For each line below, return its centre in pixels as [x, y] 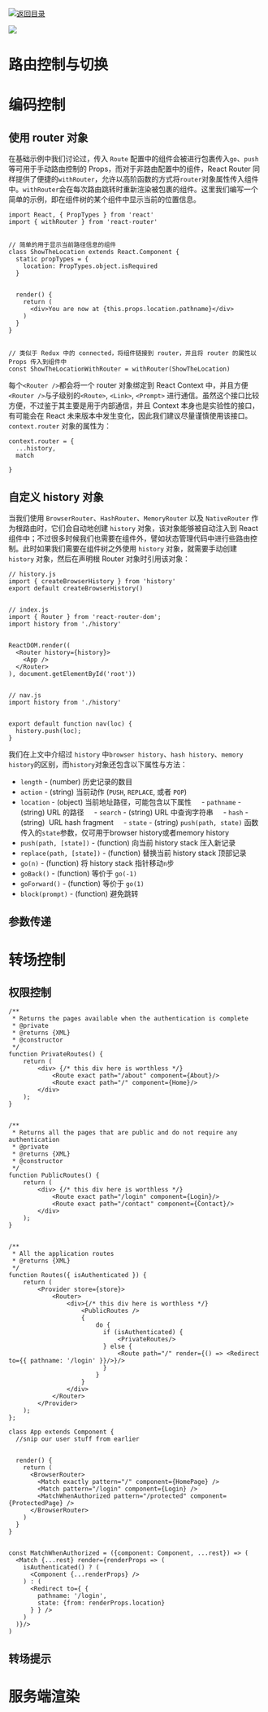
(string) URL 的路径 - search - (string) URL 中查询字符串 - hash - [134, 812]
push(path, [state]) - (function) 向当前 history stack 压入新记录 [128, 843]
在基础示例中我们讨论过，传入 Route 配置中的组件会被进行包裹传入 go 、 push [134, 159]
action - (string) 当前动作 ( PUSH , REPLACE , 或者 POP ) [104, 792]
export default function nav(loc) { [70, 724]
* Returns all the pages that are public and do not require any [125, 1133]
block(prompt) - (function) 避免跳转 [79, 893]
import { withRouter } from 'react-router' [83, 222]
